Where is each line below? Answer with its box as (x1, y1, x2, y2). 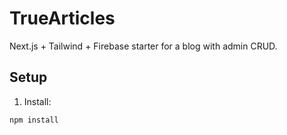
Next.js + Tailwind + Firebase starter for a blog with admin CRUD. (9, 40, 278, 52)
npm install (9, 115, 59, 125)
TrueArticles (9, 7, 116, 30)
